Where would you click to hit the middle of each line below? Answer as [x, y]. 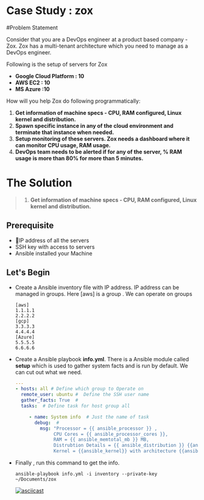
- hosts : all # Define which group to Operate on [79, 389]
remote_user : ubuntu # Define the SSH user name [85, 395]
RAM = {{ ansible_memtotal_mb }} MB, [101, 440]
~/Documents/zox [36, 479]
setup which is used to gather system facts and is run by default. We [101, 366]
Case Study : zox [50, 11]
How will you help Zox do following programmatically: [73, 101]
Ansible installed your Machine [54, 253]
